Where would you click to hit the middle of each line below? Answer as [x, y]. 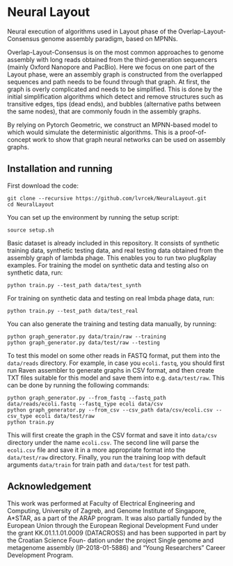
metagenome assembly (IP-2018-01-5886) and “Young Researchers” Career [116, 547]
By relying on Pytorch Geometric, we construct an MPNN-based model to [112, 124]
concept [19, 139]
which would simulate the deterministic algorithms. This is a [93, 132]
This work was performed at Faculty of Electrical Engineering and [101, 503]
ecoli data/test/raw [65, 416]
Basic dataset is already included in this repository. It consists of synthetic [113, 243]
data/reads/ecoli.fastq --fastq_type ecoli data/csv [85, 404]
